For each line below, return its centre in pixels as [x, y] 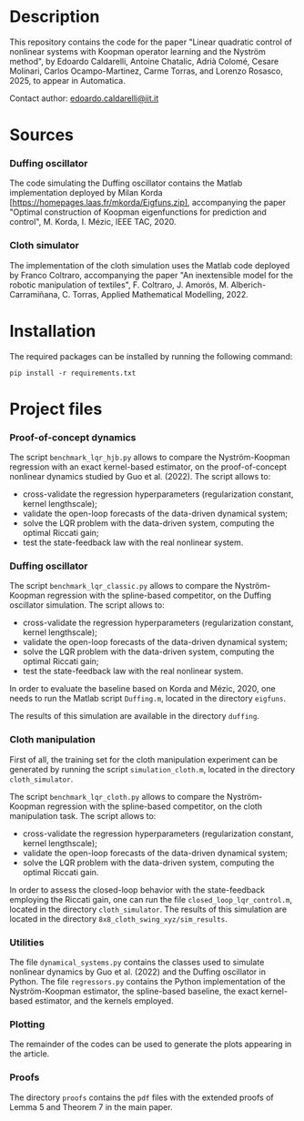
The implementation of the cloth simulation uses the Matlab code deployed [150, 265]
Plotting [27, 1024]
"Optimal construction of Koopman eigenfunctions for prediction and [138, 212]
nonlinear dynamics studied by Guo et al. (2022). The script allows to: [140, 477]
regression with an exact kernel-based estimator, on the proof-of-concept [148, 467]
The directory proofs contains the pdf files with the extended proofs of [142, 1097]
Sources [42, 135]
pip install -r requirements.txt [73, 373]
